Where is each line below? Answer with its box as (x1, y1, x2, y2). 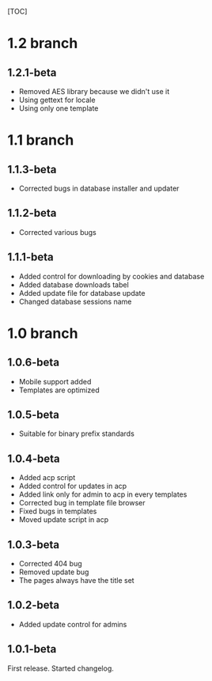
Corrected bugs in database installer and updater (18, 183, 180, 193)
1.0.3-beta (7, 538, 60, 551)
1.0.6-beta (7, 356, 60, 369)
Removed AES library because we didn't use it (18, 87, 170, 96)
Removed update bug (18, 567, 89, 577)
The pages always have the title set (18, 576, 135, 585)
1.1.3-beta (7, 162, 57, 176)
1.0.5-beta (7, 408, 60, 422)
